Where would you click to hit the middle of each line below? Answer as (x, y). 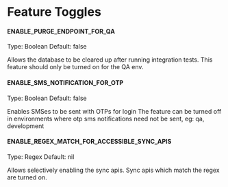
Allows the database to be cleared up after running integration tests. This (110, 60)
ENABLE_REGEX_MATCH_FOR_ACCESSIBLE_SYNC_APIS (89, 142)
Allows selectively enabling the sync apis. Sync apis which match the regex (114, 170)
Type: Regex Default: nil (41, 157)
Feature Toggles (54, 12)
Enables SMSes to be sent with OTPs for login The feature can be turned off (114, 111)
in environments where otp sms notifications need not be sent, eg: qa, (106, 119)
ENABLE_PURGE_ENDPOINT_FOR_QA (61, 31)
